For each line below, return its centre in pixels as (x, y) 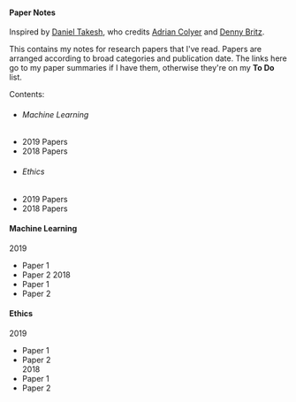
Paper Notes (32, 12)
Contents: (27, 95)
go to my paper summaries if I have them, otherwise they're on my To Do (142, 68)
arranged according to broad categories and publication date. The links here (148, 58)
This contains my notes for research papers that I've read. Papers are (136, 49)
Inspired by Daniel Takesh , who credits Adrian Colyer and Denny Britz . (137, 32)
